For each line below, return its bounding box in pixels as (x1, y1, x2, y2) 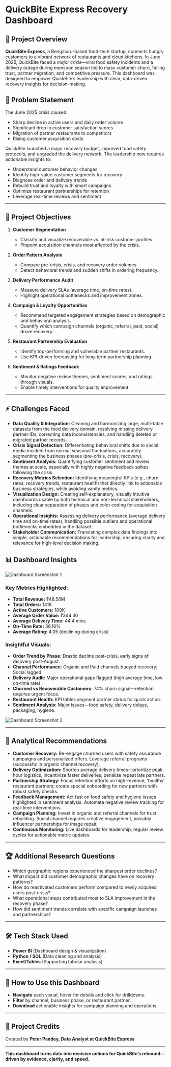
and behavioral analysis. (20, 317, 71, 323)
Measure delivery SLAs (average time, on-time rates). (20, 287, 133, 293)
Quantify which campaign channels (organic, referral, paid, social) (20, 323, 159, 329)
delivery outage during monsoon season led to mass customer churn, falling (5, 65, 165, 71)
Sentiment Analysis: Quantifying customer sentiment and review (12, 458, 150, 465)
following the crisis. (12, 469, 54, 476)
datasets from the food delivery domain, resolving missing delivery (12, 426, 153, 432)
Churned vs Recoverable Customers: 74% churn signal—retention (12, 685, 154, 691)
